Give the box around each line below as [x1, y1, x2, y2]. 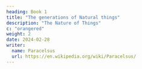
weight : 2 [6, 31, 31, 37]
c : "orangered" [6, 25, 45, 32]
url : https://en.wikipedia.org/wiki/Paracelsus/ [11, 53, 137, 59]
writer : [6, 43, 26, 49]
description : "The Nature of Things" [6, 20, 102, 26]
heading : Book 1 [6, 8, 47, 15]
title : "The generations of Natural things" [6, 14, 120, 20]
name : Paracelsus [11, 48, 56, 54]
